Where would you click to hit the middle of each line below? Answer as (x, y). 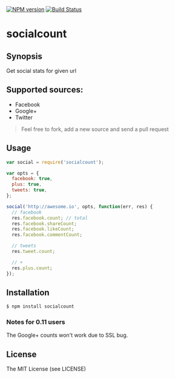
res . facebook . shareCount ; (45, 224)
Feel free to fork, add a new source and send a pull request (95, 129)
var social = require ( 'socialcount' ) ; (55, 162)
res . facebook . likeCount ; (43, 229)
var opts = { (23, 173)
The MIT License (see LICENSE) (46, 369)
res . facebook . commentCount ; (47, 235)
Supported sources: (45, 90)
